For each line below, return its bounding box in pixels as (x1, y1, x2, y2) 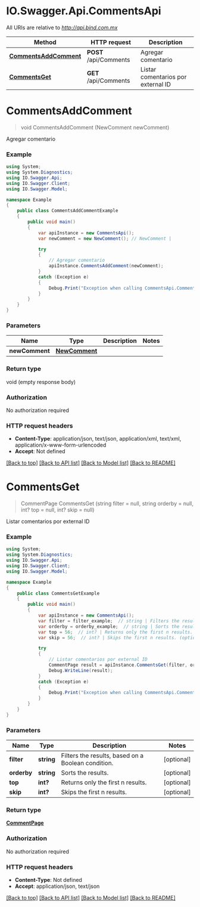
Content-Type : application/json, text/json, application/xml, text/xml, (14, 435, 182, 442)
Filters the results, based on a (61, 751, 144, 760)
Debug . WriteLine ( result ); (48, 667, 113, 673)
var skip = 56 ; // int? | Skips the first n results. (37, 634, 177, 640)
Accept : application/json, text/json (14, 883, 100, 890)
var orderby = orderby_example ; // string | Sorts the (37, 623, 180, 630)
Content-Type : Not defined (14, 877, 82, 884)
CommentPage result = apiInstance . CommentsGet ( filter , (48, 662, 187, 668)
